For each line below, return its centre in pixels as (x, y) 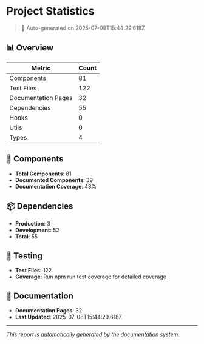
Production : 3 (32, 224)
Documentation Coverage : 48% (56, 186)
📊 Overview (30, 48)
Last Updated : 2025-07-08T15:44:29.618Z (69, 317)
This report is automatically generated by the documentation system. (93, 334)
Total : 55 (26, 237)
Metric (41, 68)
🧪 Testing (25, 256)
